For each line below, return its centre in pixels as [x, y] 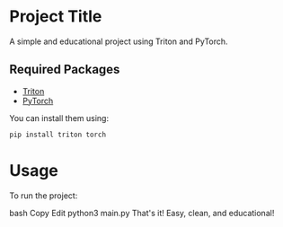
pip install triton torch [57, 135]
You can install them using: [59, 118]
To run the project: [44, 196]
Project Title [56, 17]
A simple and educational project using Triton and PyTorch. [119, 41]
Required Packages [65, 70]
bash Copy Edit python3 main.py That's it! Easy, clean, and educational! [142, 213]
